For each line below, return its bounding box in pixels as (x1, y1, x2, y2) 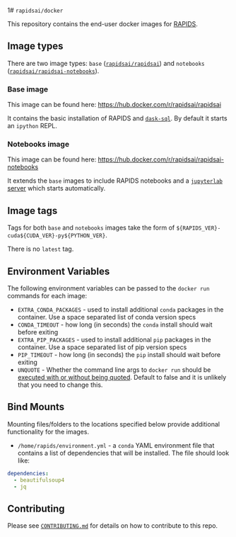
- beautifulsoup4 (13, 476, 65, 484)
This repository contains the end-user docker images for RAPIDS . (7, 20, 198, 28)
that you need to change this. (17, 380, 103, 389)
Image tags (7, 205, 58, 217)
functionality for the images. (7, 427, 90, 436)
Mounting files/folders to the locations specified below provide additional (7, 419, 220, 428)
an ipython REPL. (7, 122, 58, 130)
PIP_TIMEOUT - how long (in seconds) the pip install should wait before (17, 351, 221, 359)
